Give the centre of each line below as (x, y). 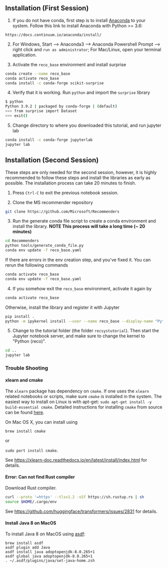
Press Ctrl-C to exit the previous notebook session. (65, 193)
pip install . (20, 316)
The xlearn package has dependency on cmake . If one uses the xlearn (77, 391)
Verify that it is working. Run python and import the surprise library (81, 93)
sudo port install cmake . (32, 450)
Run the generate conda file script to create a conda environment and (84, 221)
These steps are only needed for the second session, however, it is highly (81, 172)
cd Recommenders (22, 241)
